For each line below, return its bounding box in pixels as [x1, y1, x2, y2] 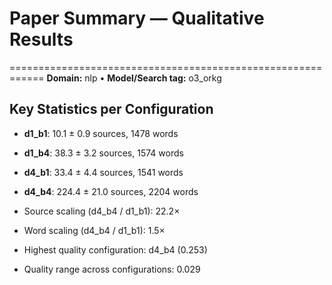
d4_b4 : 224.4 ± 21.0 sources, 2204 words [23, 185, 199, 197]
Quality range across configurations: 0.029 [23, 263, 201, 275]
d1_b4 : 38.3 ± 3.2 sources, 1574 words [23, 147, 184, 159]
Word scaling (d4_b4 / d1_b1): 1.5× [23, 224, 166, 236]
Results [9, 28, 74, 51]
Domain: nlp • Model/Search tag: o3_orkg [46, 72, 222, 84]
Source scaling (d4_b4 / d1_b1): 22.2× [23, 205, 181, 217]
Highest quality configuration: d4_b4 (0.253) [23, 243, 208, 256]
